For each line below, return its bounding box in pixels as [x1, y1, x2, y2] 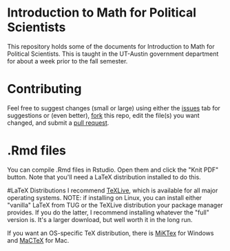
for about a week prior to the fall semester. [7, 57, 128, 65]
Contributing [7, 81, 82, 97]
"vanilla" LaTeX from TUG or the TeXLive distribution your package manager [7, 201, 224, 209]
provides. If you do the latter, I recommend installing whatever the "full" [7, 208, 210, 217]
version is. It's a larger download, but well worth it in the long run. [7, 215, 193, 223]
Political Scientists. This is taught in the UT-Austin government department [7, 50, 219, 58]
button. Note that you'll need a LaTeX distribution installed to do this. [7, 172, 201, 181]
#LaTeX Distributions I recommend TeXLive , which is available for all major [7, 186, 218, 194]
